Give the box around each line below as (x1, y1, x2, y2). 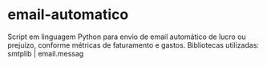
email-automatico (7, 6, 129, 24)
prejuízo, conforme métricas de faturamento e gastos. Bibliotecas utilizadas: (7, 40, 260, 49)
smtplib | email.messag (7, 49, 84, 58)
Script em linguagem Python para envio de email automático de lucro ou (7, 32, 246, 41)
